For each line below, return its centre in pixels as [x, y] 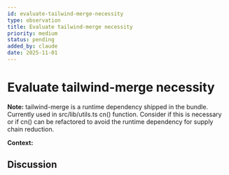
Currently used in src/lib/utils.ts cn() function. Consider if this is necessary [114, 114]
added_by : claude [33, 46]
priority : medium [33, 33]
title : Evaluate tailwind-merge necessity [70, 27]
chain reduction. [31, 129]
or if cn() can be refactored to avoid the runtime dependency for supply [110, 121]
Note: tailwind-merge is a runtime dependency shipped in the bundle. [108, 106]
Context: [20, 142]
